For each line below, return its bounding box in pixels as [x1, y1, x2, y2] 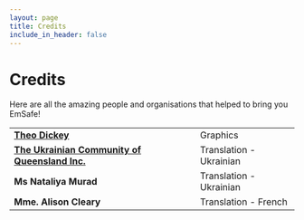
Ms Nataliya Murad [14, 176, 98, 188]
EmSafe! [9, 109, 41, 120]
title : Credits [9, 22, 67, 31]
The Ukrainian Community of [14, 144, 142, 157]
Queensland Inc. [14, 155, 86, 167]
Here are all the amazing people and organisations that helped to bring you [9, 99, 289, 110]
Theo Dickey [14, 129, 70, 141]
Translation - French [200, 196, 288, 208]
